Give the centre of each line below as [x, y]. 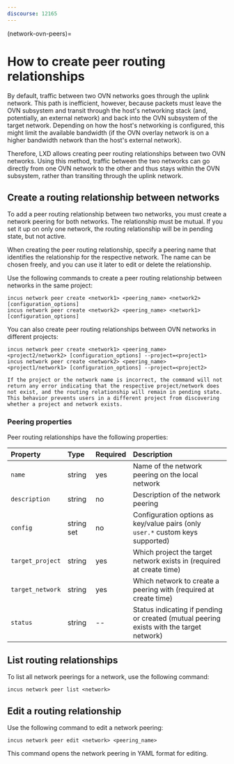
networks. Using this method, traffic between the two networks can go [109, 161]
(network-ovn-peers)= [39, 33]
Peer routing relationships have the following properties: [88, 437]
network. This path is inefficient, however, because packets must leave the [114, 103]
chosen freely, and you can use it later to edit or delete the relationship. [110, 264]
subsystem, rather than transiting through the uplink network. [95, 175]
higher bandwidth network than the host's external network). [95, 140]
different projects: [33, 337]
